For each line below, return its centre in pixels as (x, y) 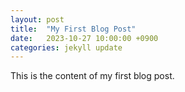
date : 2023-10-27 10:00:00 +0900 (84, 38)
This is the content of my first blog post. (92, 76)
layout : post (37, 19)
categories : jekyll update (66, 47)
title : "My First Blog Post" (73, 29)
